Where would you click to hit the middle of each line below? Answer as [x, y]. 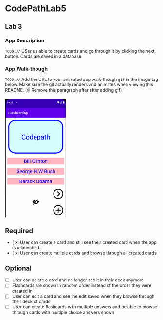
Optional [18, 268]
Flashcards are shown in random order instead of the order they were [82, 285]
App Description [25, 40]
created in [22, 291]
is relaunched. [26, 248]
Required [19, 230]
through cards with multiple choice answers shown [63, 312]
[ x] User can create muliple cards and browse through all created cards [84, 253]
